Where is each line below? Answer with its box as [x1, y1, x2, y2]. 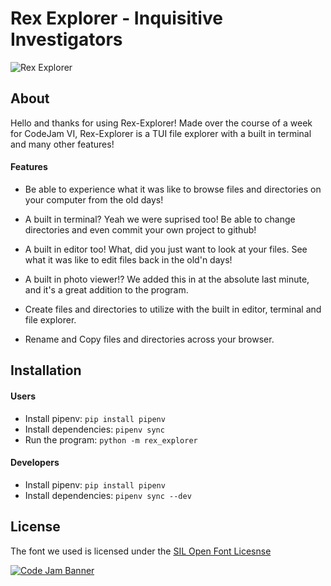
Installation [10, 362, 82, 379]
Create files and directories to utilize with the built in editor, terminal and [24, 303, 322, 315]
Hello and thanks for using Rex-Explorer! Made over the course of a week [10, 117, 313, 129]
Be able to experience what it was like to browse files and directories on [24, 183, 322, 195]
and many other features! [10, 138, 115, 150]
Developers [10, 457, 60, 469]
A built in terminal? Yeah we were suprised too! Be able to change [24, 213, 296, 225]
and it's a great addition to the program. [24, 283, 189, 296]
